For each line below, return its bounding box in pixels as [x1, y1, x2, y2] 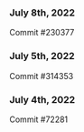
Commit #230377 [9, 27, 75, 38]
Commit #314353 [9, 70, 74, 81]
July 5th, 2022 [9, 50, 75, 63]
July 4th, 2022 [9, 93, 76, 106]
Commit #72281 [9, 114, 69, 125]
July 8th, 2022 [9, 6, 75, 19]
